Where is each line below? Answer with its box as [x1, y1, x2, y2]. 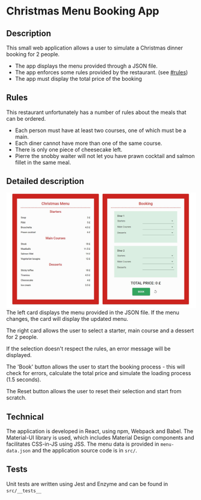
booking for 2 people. [6, 51, 60, 58]
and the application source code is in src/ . [32, 447, 137, 454]
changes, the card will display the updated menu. [6, 315, 128, 323]
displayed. [6, 352, 32, 359]
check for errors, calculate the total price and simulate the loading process [6, 370, 191, 377]
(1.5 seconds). [6, 376, 42, 384]
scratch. [6, 394, 27, 402]
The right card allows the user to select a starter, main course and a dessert [6, 327, 194, 334]
